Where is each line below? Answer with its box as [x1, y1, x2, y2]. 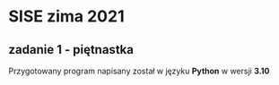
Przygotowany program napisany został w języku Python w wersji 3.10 [8, 65, 270, 76]
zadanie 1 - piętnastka [8, 42, 134, 57]
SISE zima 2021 [8, 6, 125, 27]
